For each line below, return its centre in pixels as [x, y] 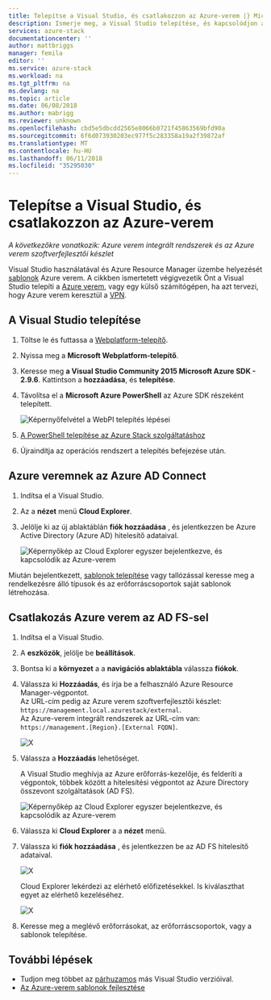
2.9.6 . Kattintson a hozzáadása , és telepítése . [98, 379]
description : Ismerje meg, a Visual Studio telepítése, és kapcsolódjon [133, 23]
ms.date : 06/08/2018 [43, 106]
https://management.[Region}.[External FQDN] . [99, 727]
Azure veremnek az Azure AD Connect [107, 476]
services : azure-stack [46, 31]
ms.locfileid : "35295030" [52, 166]
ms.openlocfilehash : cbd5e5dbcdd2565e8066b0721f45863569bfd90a [117, 128]
